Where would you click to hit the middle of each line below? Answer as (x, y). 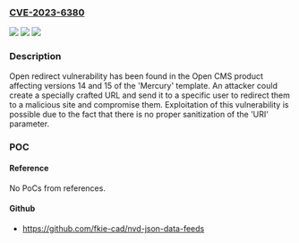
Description (35, 56)
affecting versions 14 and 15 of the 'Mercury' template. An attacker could (143, 85)
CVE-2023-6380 (47, 13)
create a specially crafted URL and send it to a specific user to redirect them (150, 95)
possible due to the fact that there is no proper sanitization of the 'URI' (139, 114)
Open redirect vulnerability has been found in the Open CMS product (137, 76)
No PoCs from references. (57, 188)
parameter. (30, 124)
